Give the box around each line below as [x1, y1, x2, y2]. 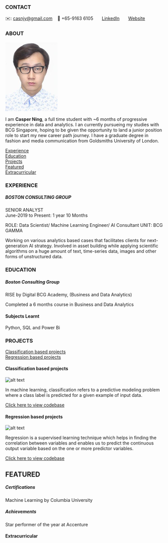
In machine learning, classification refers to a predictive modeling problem [5, 387, 160, 393]
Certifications [5, 484, 35, 490]
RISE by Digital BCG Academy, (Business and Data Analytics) [5, 292, 133, 298]
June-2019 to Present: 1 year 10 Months [5, 212, 88, 219]
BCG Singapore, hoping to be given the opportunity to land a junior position [5, 127, 162, 133]
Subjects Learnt [5, 313, 39, 319]
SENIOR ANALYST [5, 207, 44, 213]
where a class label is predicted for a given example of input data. [5, 392, 143, 398]
